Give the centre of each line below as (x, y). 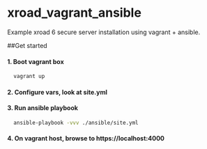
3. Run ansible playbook (43, 108)
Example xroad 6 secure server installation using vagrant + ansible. (104, 32)
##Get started (27, 45)
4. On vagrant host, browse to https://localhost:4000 (86, 139)
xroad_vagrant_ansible (74, 13)
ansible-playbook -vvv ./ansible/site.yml (76, 123)
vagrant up (29, 77)
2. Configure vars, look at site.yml (58, 92)
